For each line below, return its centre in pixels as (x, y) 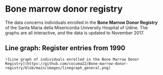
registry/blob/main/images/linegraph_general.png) (58, 68)
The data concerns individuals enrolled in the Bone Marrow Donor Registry (81, 22)
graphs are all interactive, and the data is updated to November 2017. (75, 33)
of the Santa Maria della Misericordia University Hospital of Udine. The (77, 27)
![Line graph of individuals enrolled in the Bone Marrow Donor (72, 59)
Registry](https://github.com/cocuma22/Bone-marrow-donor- (67, 64)
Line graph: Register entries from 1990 (65, 48)
